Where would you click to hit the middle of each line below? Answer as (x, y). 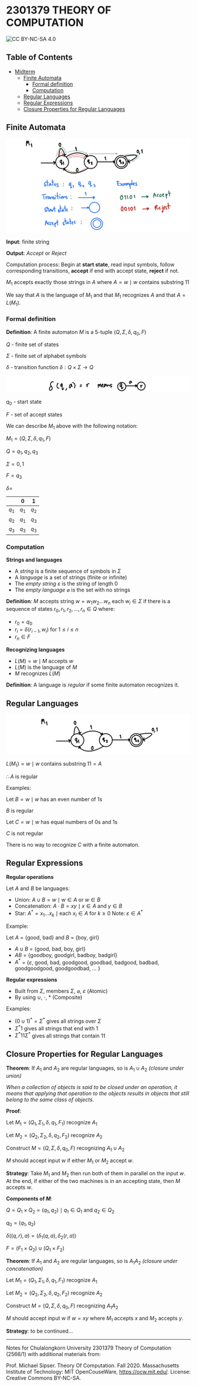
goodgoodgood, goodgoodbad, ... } (57, 968)
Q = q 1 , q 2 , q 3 (22, 452)
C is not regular (25, 833)
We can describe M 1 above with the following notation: (72, 426)
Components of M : (29, 1199)
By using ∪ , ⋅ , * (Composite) (48, 998)
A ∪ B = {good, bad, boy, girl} (50, 949)
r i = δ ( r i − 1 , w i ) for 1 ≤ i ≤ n (46, 630)
